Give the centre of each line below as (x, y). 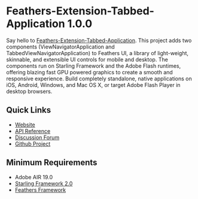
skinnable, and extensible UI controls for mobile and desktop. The (87, 59)
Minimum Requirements (52, 163)
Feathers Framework (40, 189)
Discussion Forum (37, 137)
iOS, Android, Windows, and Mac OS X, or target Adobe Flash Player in (93, 85)
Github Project (33, 144)
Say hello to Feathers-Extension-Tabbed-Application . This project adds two (99, 40)
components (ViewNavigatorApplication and (60, 47)
